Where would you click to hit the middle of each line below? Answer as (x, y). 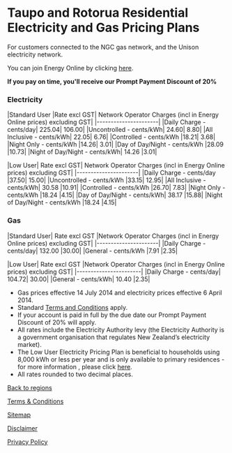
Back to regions (30, 387)
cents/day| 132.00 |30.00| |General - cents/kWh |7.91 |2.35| (93, 251)
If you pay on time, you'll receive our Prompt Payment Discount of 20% (112, 81)
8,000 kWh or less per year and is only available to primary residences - (121, 359)
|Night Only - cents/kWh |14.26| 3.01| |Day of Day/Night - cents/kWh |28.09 (116, 144)
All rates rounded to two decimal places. (75, 374)
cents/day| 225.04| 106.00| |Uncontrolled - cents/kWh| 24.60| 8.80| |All (110, 130)
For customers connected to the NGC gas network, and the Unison (103, 47)
